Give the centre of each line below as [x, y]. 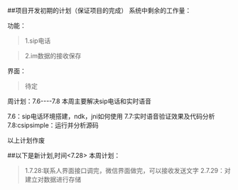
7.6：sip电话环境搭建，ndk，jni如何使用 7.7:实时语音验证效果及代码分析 [111, 116]
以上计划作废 [26, 140]
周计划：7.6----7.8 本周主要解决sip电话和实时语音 [79, 101]
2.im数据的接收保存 [53, 56]
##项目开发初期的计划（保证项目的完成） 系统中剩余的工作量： [99, 10]
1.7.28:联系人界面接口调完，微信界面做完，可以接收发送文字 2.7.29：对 [128, 170]
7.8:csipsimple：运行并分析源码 [53, 125]
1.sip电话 [38, 41]
